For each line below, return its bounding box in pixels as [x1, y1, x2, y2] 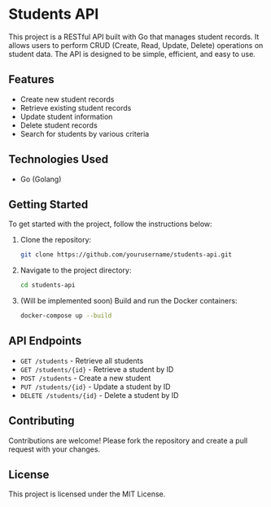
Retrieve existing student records [20, 103, 132, 112]
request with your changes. [8, 444, 100, 454]
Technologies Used [8, 152, 108, 167]
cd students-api [20, 282, 76, 290]
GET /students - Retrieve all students [20, 356, 144, 365]
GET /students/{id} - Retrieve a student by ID [20, 364, 174, 374]
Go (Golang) [20, 174, 62, 184]
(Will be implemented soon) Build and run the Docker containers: [20, 296, 238, 306]
